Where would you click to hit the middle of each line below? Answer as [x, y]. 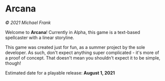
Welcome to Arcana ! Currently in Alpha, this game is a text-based [73, 32]
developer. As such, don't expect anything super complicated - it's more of [82, 52]
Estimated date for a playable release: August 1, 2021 [60, 72]
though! [13, 63]
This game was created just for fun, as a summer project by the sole [75, 47]
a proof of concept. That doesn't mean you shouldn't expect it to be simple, [83, 57]
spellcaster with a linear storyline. [40, 37]
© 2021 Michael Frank [28, 22]
